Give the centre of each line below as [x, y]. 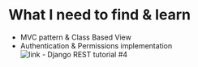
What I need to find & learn [99, 15]
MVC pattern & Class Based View [75, 37]
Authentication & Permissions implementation [96, 45]
